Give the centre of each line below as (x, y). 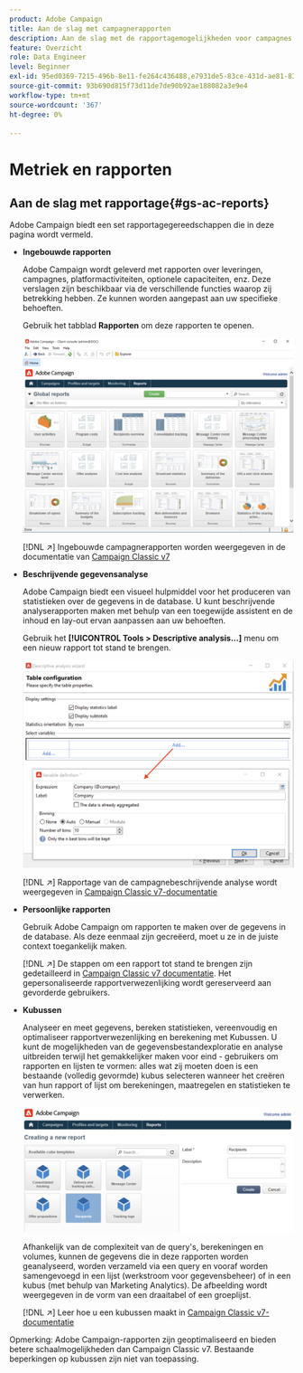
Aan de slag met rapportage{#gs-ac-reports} (139, 203)
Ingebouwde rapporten (66, 252)
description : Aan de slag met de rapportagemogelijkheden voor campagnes (151, 38)
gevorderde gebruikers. (66, 993)
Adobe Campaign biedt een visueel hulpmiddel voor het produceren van (156, 592)
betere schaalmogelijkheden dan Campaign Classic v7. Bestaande (132, 1349)
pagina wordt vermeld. (51, 234)
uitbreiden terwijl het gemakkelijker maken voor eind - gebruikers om (150, 1056)
